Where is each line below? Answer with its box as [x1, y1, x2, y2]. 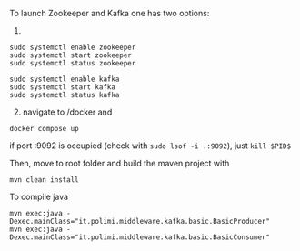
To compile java [9, 191, 69, 202]
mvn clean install [9, 176, 79, 185]
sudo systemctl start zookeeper [9, 51, 132, 60]
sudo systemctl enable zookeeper [9, 43, 136, 52]
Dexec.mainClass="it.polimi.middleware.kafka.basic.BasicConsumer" [9, 233, 271, 242]
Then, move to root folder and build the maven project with [9, 158, 230, 168]
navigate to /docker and [22, 106, 113, 117]
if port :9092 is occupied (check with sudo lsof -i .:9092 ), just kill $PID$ [9, 140, 292, 151]
